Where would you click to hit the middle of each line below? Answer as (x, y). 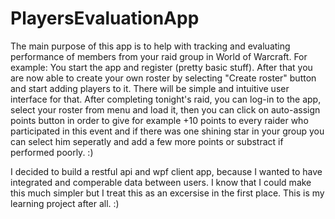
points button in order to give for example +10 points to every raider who (159, 120)
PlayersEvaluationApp (105, 18)
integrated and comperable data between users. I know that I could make (161, 182)
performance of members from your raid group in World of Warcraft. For (159, 56)
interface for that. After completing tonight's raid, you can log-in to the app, (166, 99)
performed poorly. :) (52, 152)
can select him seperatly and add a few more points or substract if (147, 141)
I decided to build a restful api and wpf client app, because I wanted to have (166, 171)
